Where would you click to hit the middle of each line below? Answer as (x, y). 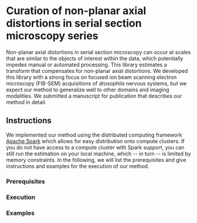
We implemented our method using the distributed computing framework (94, 135)
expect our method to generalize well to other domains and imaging (88, 89)
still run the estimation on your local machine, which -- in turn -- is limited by (98, 154)
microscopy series (52, 36)
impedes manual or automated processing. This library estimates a (86, 64)
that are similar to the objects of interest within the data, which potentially (95, 58)
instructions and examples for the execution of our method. (78, 166)
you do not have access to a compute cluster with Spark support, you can (95, 147)
